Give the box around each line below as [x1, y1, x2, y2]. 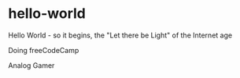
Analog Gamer [8, 60, 55, 70]
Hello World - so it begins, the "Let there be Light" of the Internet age [8, 30, 233, 40]
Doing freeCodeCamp [8, 45, 79, 55]
